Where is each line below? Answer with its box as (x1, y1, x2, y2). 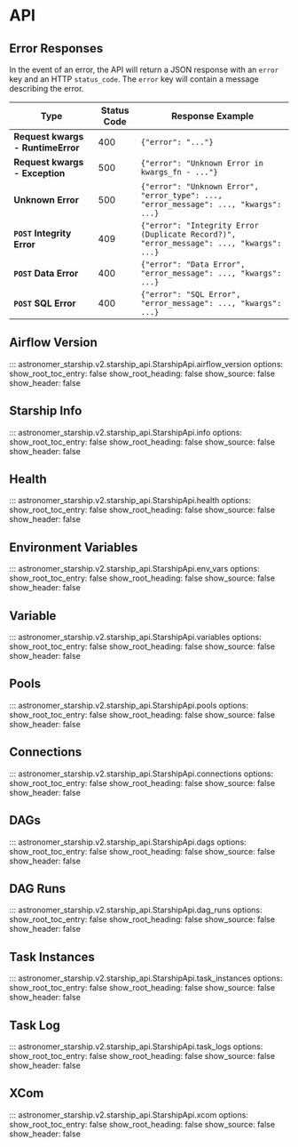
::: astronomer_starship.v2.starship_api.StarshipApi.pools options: (9, 700, 249, 710)
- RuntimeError (13, 141, 80, 154)
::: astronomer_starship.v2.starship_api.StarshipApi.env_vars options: (9, 564, 260, 574)
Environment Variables (9, 540, 138, 555)
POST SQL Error (13, 297, 77, 309)
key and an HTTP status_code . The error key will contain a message (9, 74, 260, 84)
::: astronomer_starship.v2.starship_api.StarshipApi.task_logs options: (9, 1041, 263, 1052)
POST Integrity (13, 228, 72, 239)
